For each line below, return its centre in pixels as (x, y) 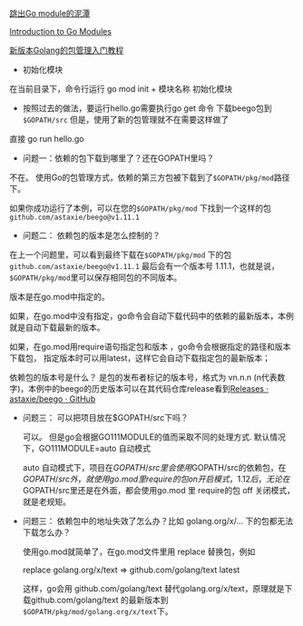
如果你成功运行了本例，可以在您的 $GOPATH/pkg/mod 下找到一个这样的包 (141, 208)
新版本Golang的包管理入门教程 (67, 50)
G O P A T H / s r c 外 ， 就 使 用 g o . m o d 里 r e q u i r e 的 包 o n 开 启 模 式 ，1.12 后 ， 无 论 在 (156, 479)
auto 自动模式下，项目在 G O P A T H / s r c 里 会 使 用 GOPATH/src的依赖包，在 (154, 467)
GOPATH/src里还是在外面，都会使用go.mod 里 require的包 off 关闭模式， (159, 490)
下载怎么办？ (46, 532)
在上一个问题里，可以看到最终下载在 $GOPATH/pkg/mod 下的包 (121, 254)
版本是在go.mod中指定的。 (60, 297)
